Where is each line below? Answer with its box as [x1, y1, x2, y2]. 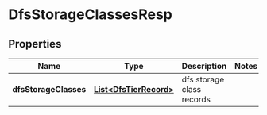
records [181, 94, 211, 105]
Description [181, 61, 227, 71]
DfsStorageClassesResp [8, 6, 173, 24]
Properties [8, 37, 62, 51]
